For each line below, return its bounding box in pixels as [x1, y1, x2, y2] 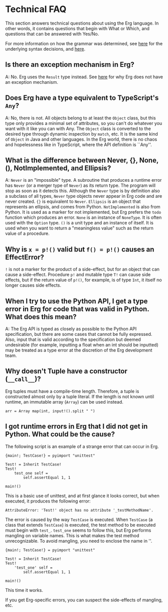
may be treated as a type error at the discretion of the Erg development [5, 347, 152, 353]
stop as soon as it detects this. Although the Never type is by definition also [5, 188, 160, 194]
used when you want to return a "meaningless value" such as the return [5, 225, 154, 231]
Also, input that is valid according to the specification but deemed [5, 336, 141, 342]
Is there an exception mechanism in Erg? [5, 60, 134, 69]
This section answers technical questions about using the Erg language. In [5, 20, 159, 26]
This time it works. [5, 587, 44, 593]
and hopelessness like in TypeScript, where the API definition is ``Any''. [5, 142, 152, 148]
